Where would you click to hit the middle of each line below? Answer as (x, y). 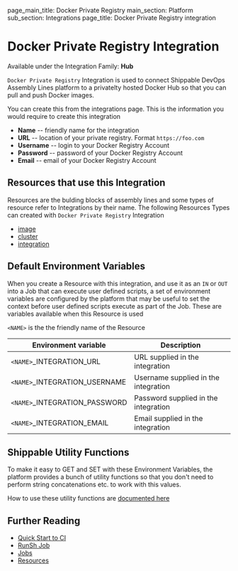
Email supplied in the (169, 418)
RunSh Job (34, 545)
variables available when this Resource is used (75, 314)
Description (181, 345)
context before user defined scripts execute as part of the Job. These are (114, 306)
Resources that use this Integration (86, 183)
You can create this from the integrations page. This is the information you (116, 109)
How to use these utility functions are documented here (89, 498)
